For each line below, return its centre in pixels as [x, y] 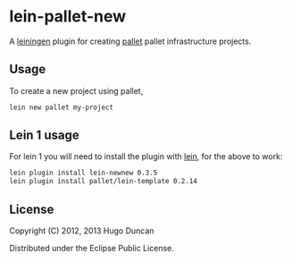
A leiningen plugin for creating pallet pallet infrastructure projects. [130, 41]
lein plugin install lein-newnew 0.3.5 [83, 173]
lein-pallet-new [68, 17]
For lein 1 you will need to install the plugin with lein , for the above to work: [146, 156]
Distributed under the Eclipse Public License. [92, 248]
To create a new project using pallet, [76, 90]
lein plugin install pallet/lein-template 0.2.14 [104, 182]
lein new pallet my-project [62, 107]
